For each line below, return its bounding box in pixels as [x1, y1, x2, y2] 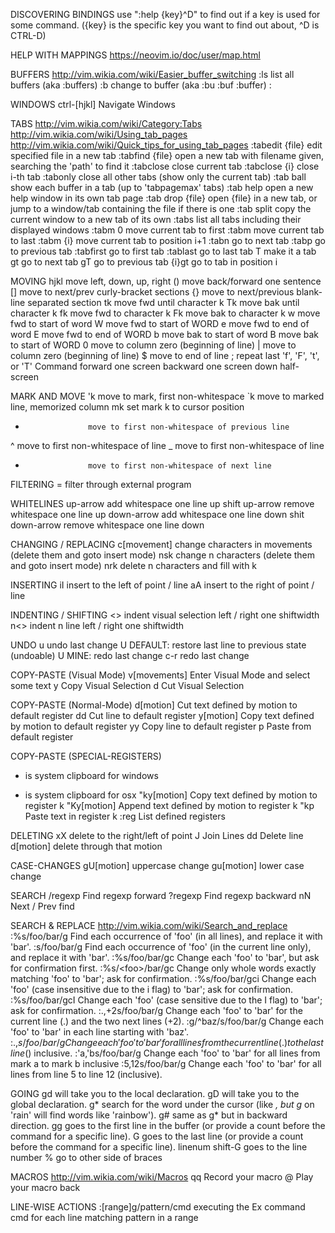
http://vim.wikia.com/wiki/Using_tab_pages [10, 129, 188, 140]
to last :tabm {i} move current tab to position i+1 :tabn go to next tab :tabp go [10, 235, 326, 246]
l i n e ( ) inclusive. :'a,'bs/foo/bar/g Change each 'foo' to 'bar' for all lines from [10, 1047, 321, 1059]
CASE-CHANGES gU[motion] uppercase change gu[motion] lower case [10, 860, 305, 871]
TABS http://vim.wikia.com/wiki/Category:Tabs [10, 118, 203, 129]
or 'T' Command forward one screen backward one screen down [10, 360, 278, 372]
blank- [296, 286, 323, 298]
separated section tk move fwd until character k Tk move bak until [27, 297, 300, 308]
